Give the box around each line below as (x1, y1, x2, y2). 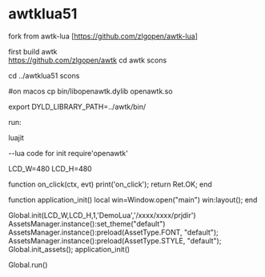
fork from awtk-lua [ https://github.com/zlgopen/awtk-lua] (8, 31, 199, 41)
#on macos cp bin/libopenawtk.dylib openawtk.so (8, 86, 174, 96)
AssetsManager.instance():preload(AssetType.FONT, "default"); (8, 227, 219, 237)
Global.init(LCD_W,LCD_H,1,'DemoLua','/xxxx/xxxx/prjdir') (8, 210, 196, 220)
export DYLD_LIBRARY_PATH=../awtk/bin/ (8, 102, 147, 111)
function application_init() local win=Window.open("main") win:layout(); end (8, 195, 258, 204)
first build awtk (8, 46, 58, 56)
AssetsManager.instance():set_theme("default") (8, 219, 166, 228)
